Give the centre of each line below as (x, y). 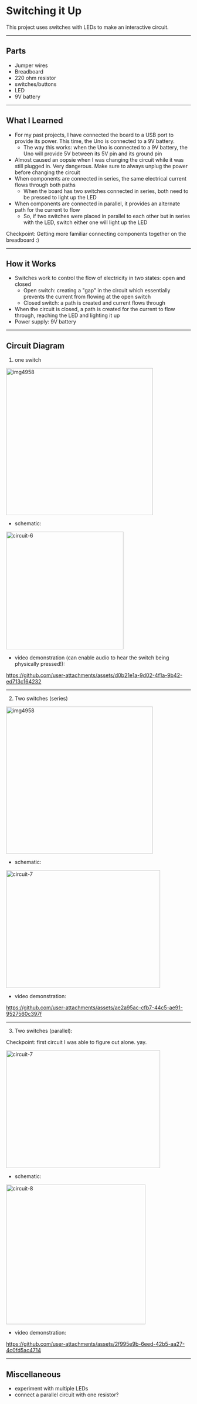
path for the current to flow (47, 209)
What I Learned (35, 121)
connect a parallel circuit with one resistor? (67, 1395)
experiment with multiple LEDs (51, 1388)
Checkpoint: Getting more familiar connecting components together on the (96, 234)
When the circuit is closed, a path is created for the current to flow (95, 309)
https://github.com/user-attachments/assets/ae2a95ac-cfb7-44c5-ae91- (94, 1008)
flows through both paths (45, 185)
